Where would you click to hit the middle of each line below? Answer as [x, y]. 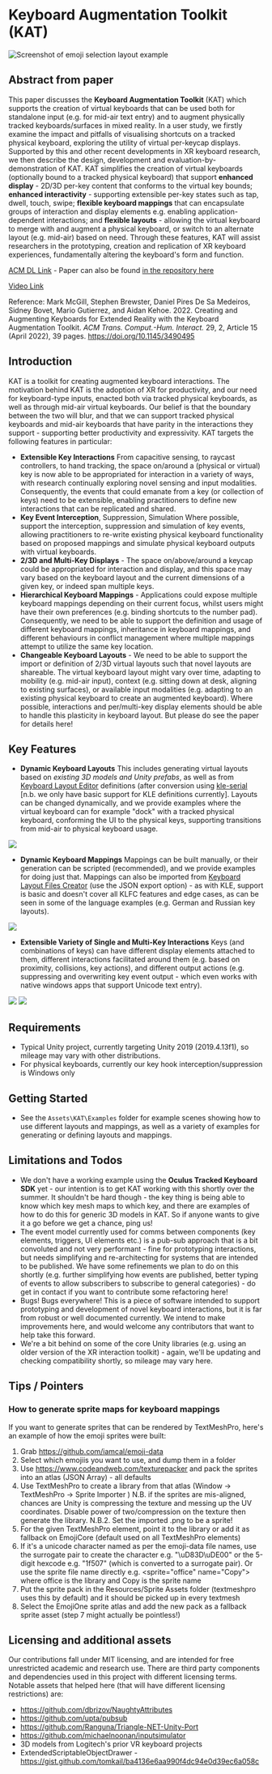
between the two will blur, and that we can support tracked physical [121, 416]
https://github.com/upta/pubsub [74, 1718]
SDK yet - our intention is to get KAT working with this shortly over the [137, 1188]
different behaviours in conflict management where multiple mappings [137, 638]
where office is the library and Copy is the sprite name [110, 1580]
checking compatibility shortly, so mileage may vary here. [116, 1360]
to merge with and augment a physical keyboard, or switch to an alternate [131, 228]
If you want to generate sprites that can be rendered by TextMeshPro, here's [136, 1426]
